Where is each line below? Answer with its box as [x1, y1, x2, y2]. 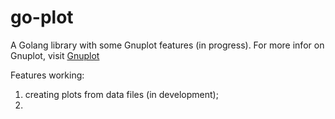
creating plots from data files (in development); [24, 88, 219, 100]
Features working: [10, 69, 85, 81]
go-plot [10, 6, 74, 29]
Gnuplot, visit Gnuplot [10, 49, 100, 61]
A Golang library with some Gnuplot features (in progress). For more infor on [10, 39, 325, 51]
